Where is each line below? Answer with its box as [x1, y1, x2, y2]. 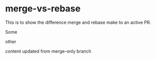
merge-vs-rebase [5, 3, 81, 14]
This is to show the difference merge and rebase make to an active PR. [5, 19, 151, 25]
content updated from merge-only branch [5, 48, 92, 54]
